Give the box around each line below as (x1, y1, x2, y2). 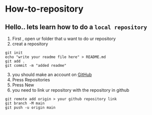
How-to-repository (5, 3, 84, 15)
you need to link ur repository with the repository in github (12, 87, 130, 93)
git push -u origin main (5, 105, 56, 110)
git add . (5, 59, 25, 64)
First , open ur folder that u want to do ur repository (12, 36, 116, 41)
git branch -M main (5, 101, 45, 106)
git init (5, 50, 23, 55)
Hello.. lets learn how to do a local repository (5, 23, 148, 31)
